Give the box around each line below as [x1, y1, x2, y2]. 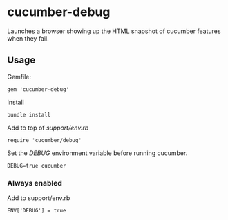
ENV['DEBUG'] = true [7, 208, 67, 214]
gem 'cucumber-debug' [7, 86, 70, 93]
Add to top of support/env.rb [7, 123, 89, 132]
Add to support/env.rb [7, 194, 70, 202]
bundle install [7, 111, 51, 118]
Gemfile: [7, 72, 32, 81]
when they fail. [7, 34, 50, 42]
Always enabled [7, 178, 62, 188]
